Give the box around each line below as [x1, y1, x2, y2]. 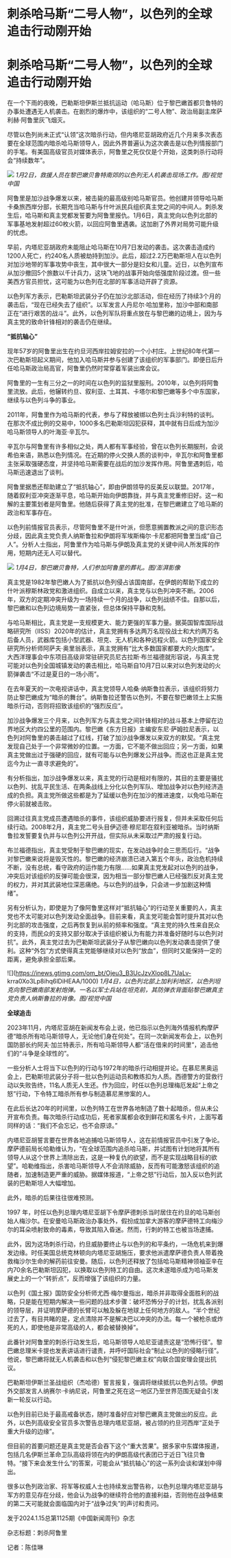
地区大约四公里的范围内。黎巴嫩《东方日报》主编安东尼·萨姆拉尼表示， [12, 725, 214, 733]
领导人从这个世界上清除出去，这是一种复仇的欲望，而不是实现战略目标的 [7, 1153, 211, 1161]
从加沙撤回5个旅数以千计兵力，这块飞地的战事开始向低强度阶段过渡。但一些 [7, 269, 221, 277]
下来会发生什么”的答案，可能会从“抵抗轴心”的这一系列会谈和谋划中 [27, 1459, 216, 1467]
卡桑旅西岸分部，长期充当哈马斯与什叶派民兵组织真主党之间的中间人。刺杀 [7, 203, 217, 211]
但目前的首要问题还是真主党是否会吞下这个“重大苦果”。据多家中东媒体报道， [7, 1442, 223, 1450]
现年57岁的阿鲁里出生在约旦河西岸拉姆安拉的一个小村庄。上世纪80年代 [7, 347, 208, 355]
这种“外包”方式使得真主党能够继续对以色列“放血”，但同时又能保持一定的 [19, 946, 222, 955]
